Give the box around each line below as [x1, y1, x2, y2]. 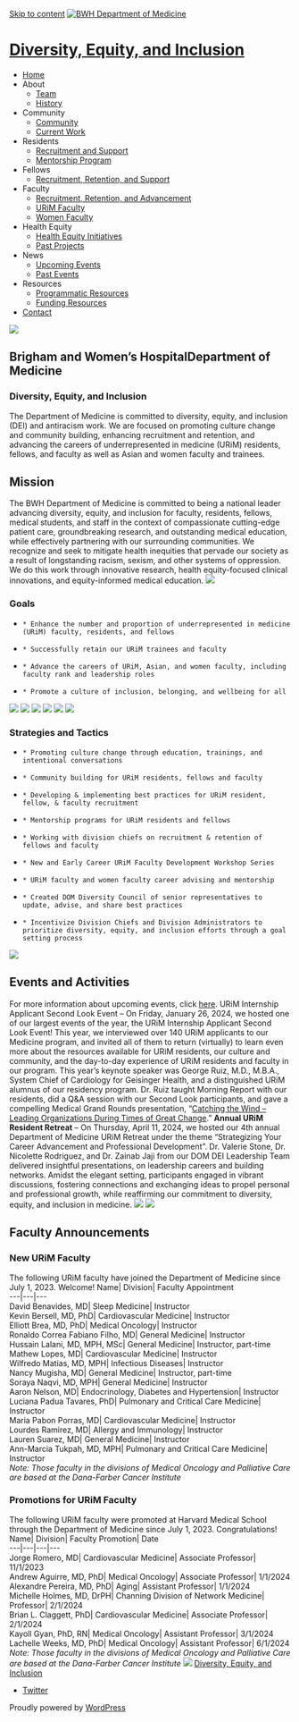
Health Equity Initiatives [35, 231, 123, 241]
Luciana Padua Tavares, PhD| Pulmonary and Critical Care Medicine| [9, 1396, 262, 1406]
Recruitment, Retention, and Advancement [35, 192, 192, 203]
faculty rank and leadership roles [21, 670, 155, 679]
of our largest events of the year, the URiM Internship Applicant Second [9, 1017, 272, 1028]
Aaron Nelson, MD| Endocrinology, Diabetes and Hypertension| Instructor [9, 1386, 279, 1397]
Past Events [35, 268, 79, 279]
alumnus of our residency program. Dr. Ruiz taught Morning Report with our [9, 1084, 287, 1094]
